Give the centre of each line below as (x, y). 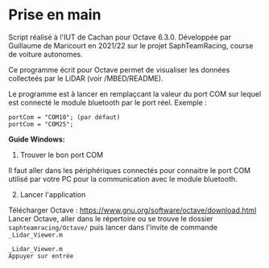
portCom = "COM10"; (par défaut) (64, 117)
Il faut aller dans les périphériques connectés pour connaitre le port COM (130, 170)
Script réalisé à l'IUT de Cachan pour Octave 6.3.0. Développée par (120, 37)
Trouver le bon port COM (61, 155)
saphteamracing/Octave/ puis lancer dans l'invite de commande (113, 227)
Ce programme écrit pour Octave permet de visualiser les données (119, 69)
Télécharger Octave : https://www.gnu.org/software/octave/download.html (132, 210)
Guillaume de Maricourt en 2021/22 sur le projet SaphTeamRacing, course (131, 45)
